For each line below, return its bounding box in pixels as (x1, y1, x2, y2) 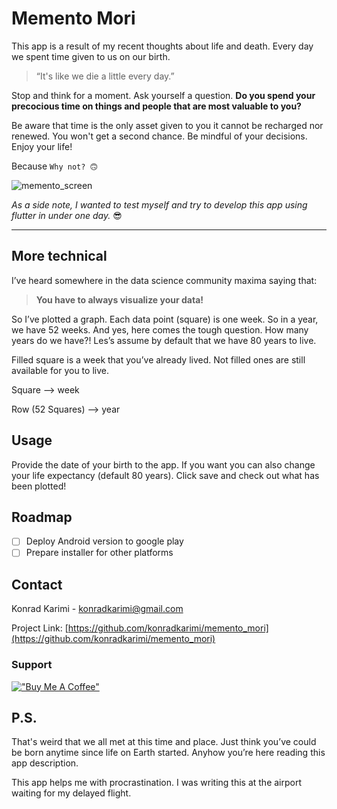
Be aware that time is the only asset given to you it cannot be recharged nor (11, 119, 324, 131)
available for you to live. (11, 364, 109, 376)
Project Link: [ (11, 622, 69, 634)
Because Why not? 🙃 (11, 160, 98, 172)
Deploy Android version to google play (25, 535, 184, 547)
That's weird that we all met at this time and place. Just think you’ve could (11, 736, 317, 748)
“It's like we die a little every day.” (35, 70, 175, 82)
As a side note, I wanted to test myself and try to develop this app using (11, 198, 308, 211)
